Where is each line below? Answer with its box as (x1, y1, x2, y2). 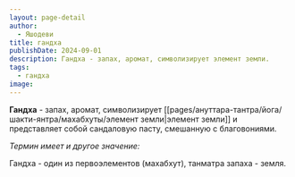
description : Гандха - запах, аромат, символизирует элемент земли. (9, 55, 270, 63)
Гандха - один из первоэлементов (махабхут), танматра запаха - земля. (9, 157, 287, 168)
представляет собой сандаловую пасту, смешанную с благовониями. (9, 122, 277, 134)
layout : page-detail (9, 13, 87, 22)
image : (9, 80, 34, 88)
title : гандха (9, 38, 63, 47)
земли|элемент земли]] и (139, 114, 239, 124)
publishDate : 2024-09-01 (9, 46, 102, 55)
